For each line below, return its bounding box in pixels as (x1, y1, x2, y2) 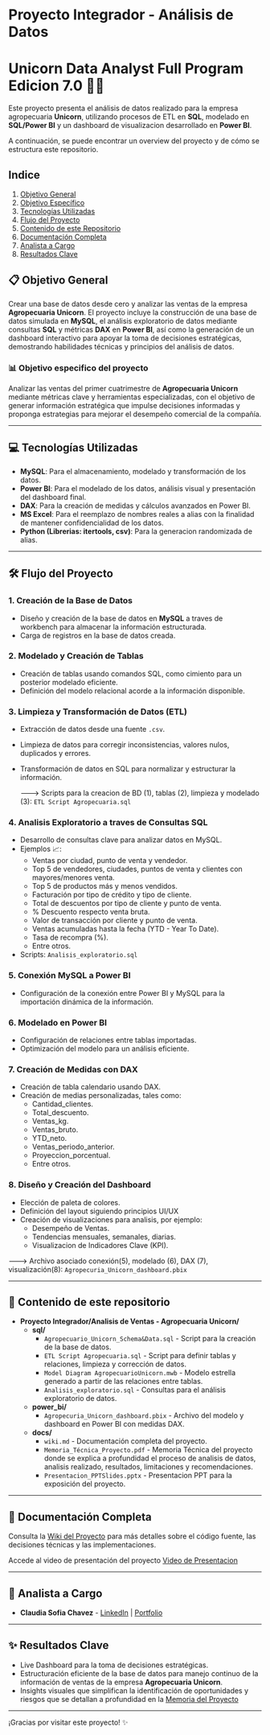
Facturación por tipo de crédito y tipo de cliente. (31, 890, 192, 899)
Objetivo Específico (19, 197, 85, 207)
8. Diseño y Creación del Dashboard (8, 1179, 151, 1191)
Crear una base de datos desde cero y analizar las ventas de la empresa (8, 299, 247, 308)
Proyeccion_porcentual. (31, 1150, 111, 1160)
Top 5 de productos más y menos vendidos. (31, 882, 178, 891)
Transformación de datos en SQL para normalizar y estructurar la (19, 764, 236, 774)
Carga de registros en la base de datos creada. (19, 630, 176, 640)
